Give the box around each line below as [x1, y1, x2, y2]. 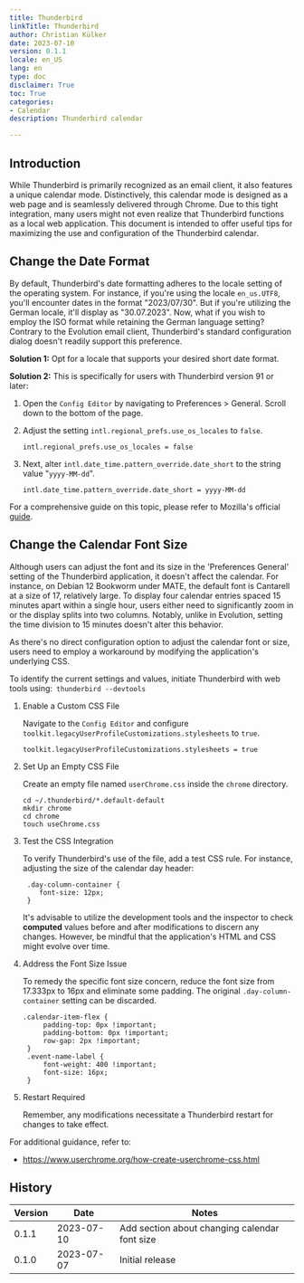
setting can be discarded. [62, 994, 157, 1005]
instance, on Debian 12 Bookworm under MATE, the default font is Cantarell [9, 580, 290, 591]
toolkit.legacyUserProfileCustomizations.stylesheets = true [22, 745, 259, 754]
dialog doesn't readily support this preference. [9, 336, 183, 347]
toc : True [9, 89, 47, 98]
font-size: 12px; [39, 888, 104, 897]
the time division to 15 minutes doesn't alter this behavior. [9, 619, 223, 630]
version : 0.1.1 [9, 47, 67, 56]
